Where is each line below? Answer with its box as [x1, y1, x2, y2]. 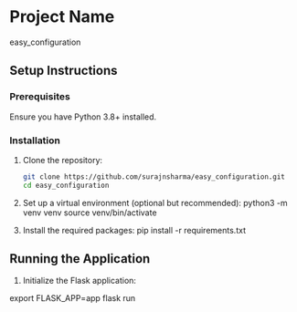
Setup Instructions [9, 63, 118, 78]
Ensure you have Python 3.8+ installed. [9, 111, 157, 122]
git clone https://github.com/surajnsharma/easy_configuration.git [22, 172, 285, 182]
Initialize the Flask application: [22, 276, 137, 286]
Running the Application [9, 251, 151, 266]
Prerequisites [9, 90, 70, 103]
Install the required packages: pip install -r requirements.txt [22, 224, 247, 235]
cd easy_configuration [22, 181, 110, 190]
